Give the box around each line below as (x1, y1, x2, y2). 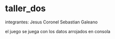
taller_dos (5, 3, 46, 14)
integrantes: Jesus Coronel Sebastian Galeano (5, 19, 98, 25)
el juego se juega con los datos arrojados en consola (5, 28, 111, 34)
